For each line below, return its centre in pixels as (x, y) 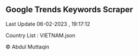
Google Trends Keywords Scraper (69, 10)
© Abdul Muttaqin (28, 47)
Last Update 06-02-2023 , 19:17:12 (48, 24)
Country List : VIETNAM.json (40, 35)
